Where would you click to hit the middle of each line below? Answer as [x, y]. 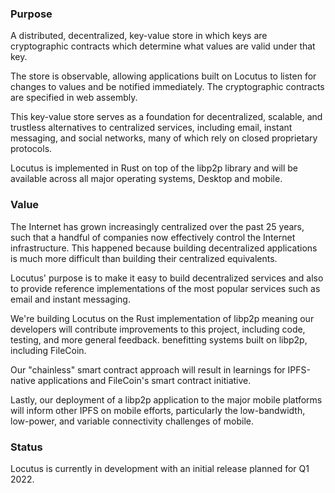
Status [26, 447]
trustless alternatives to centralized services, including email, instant [151, 128]
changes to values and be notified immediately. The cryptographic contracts [167, 87]
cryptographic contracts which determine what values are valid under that [163, 46]
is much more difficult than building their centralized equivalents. [144, 258]
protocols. [31, 149]
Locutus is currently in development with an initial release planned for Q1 [160, 468]
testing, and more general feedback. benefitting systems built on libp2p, [159, 339]
